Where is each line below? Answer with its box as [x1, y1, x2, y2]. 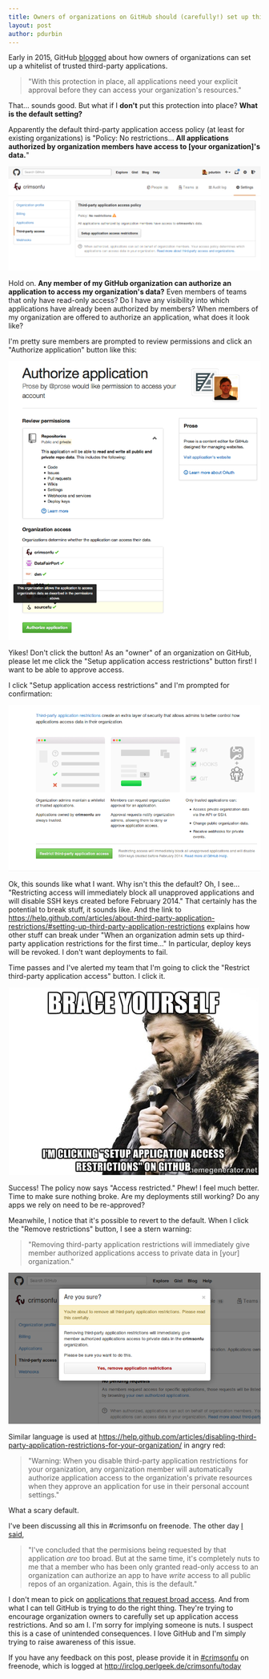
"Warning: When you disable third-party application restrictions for [27, 1456, 248, 1465]
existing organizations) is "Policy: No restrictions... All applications [8, 133, 230, 143]
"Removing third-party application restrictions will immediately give [27, 1239, 251, 1249]
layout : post [8, 21, 52, 30]
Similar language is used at [8, 1431, 98, 1441]
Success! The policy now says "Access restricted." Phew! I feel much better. [8, 1182, 260, 1193]
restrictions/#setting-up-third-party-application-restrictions [8, 921, 206, 931]
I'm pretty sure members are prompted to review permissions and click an [8, 336, 252, 346]
